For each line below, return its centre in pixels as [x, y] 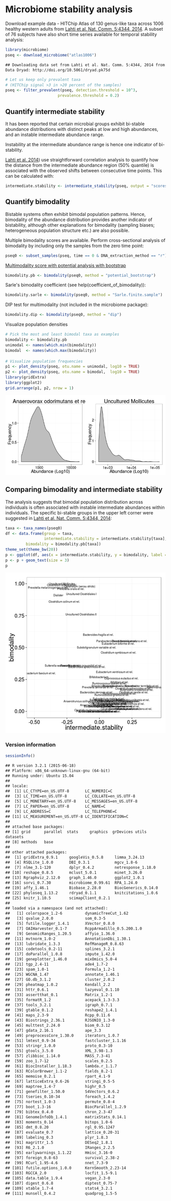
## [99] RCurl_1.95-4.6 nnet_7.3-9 [57, 1163]
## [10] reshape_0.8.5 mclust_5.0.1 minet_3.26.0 [74, 872]
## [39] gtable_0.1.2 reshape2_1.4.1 [61, 1010]
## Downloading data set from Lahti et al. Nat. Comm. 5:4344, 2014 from [85, 65]
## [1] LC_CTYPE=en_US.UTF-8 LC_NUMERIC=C [59, 791]
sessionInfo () [20, 756]
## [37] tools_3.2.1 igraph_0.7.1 [59, 1005]
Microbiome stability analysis [69, 9]
